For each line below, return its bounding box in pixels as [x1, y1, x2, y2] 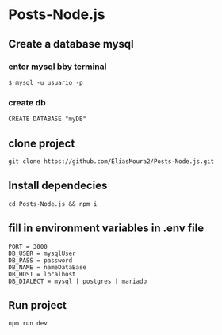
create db [8, 97, 46, 108]
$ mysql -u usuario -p [8, 78, 83, 86]
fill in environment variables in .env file [8, 222, 205, 235]
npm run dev [8, 319, 48, 328]
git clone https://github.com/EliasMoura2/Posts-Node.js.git [8, 157, 215, 166]
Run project [8, 299, 67, 312]
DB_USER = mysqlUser [8, 249, 77, 257]
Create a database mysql [8, 37, 135, 51]
